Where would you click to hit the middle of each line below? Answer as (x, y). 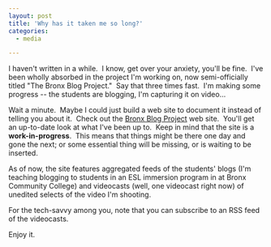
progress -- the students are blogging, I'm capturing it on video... (117, 95)
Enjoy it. (22, 235)
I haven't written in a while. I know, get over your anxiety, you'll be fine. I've (136, 69)
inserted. (23, 153)
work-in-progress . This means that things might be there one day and (127, 136)
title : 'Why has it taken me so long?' (76, 23)
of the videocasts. (39, 219)
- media (29, 38)
